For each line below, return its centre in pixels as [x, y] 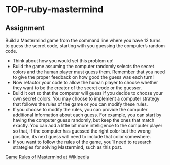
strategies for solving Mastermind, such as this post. [67, 147]
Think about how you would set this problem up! [63, 61]
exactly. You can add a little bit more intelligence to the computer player [88, 126]
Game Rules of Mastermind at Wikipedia [47, 157]
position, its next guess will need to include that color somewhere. [82, 136]
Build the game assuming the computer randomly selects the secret [83, 66]
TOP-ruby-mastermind [54, 9]
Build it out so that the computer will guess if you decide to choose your [88, 93]
